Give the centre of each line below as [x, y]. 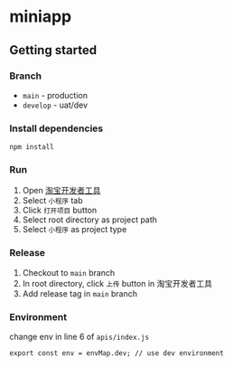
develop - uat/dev [55, 105]
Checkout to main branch [69, 272]
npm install [32, 147]
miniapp [41, 17]
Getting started [53, 50]
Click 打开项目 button [60, 211]
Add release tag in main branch [80, 293]
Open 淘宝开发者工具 [61, 191]
